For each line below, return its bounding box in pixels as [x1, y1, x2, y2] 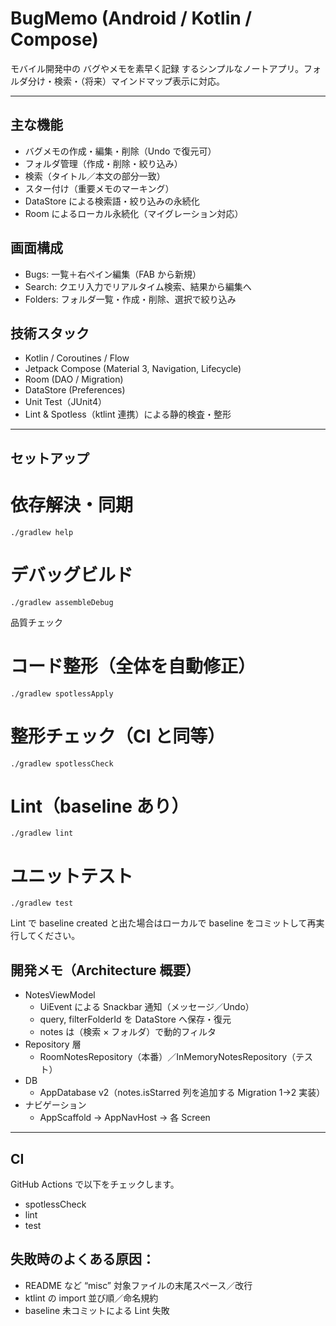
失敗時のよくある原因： [10, 1251, 155, 1268]
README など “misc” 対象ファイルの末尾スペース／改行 [24, 1279, 253, 1291]
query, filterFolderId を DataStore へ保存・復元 [39, 1013, 232, 1026]
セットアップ [10, 450, 90, 467]
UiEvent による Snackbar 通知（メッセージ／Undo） [39, 1001, 255, 1013]
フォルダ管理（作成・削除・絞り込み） [24, 157, 183, 169]
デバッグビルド [10, 563, 134, 586]
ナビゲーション [24, 1099, 87, 1111]
